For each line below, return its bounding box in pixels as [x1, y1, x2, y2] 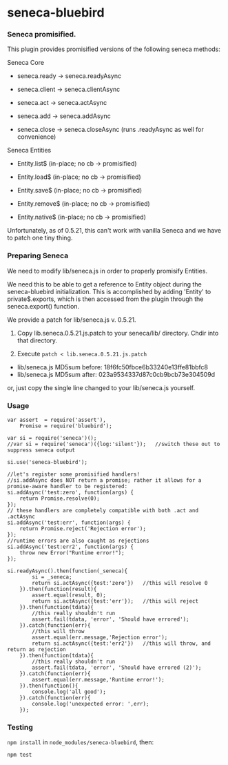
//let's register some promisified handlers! [7, 471, 140, 478]
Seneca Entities [7, 146, 52, 155]
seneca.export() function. [7, 302, 80, 310]
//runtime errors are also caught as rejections [7, 537, 149, 545]
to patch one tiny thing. [7, 233, 73, 242]
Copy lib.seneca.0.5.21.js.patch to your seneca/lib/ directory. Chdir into [17, 329, 219, 337]
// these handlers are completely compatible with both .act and [7, 507, 198, 514]
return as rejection [7, 646, 67, 653]
